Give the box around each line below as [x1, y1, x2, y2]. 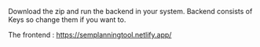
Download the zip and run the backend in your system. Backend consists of [8, 7, 253, 16]
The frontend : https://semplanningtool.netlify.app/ [8, 31, 172, 39]
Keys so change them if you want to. [8, 15, 126, 24]
